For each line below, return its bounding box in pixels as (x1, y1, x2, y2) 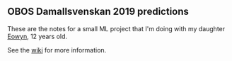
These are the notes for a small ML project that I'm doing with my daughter (7, 24, 226, 33)
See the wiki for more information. (7, 45, 107, 54)
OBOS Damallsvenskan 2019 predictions (7, 6, 190, 18)
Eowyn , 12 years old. (7, 32, 68, 40)
